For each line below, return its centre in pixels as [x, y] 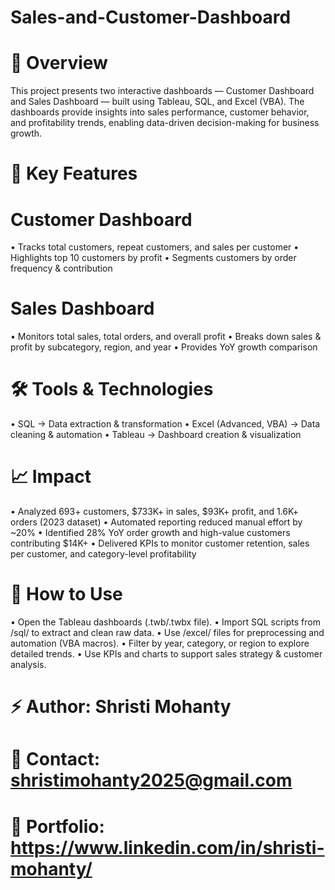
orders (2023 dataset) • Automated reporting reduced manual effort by [156, 522]
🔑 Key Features [74, 173]
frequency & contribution [61, 268]
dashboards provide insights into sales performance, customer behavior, [160, 112]
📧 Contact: [55, 759]
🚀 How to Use [66, 594]
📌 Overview [59, 63]
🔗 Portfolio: [57, 826]
